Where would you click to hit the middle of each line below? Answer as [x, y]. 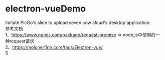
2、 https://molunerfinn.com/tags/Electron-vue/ [54, 47]
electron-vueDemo [46, 9]
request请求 [22, 41]
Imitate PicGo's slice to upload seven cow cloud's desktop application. [78, 22]
